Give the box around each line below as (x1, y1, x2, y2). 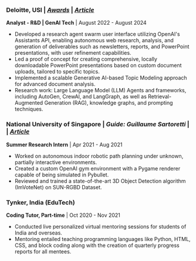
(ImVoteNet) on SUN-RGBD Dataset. (14, 183, 102, 190)
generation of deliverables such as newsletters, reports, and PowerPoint (14, 43, 190, 50)
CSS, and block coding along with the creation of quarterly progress (14, 242, 180, 249)
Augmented (14, 99, 43, 106)
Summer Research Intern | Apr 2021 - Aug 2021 (6, 141, 123, 148)
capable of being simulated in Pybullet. (14, 171, 109, 178)
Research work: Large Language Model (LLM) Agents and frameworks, (14, 87, 187, 94)
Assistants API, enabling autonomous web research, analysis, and (14, 37, 174, 44)
